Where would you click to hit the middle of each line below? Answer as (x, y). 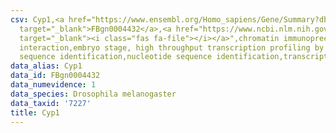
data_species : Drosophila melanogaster (93, 94)
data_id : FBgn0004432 (55, 76)
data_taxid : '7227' (51, 103)
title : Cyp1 (35, 112)
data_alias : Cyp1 (46, 66)
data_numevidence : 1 (53, 85)
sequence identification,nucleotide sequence (116, 57)
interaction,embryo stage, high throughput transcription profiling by (172, 47)
